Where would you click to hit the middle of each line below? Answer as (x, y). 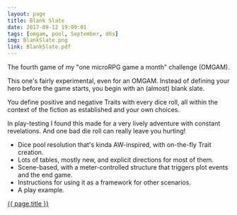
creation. (30, 152)
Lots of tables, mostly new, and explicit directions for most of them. (116, 160)
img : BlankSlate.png (38, 40)
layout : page (27, 14)
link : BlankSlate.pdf (39, 47)
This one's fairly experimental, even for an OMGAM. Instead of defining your (118, 81)
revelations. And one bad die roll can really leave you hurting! (97, 131)
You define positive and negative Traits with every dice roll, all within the (112, 102)
